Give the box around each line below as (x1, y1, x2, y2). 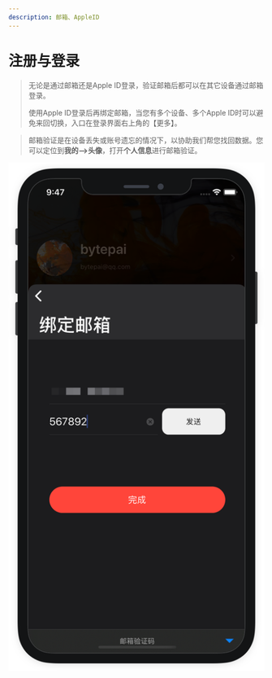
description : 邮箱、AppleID (8, 13, 100, 21)
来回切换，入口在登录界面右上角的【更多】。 (35, 118, 182, 128)
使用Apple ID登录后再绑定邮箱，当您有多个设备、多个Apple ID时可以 (28, 107, 257, 117)
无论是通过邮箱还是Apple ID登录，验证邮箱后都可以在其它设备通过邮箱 (28, 80, 264, 90)
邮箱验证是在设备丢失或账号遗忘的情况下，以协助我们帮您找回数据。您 (28, 135, 264, 145)
